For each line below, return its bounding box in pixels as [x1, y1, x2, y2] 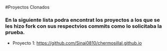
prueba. [5, 29, 25, 36]
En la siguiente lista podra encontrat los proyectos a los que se [5, 16, 160, 23]
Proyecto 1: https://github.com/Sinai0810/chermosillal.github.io [12, 40, 142, 46]
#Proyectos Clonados [5, 4, 50, 10]
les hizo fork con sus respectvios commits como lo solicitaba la [5, 22, 162, 29]
